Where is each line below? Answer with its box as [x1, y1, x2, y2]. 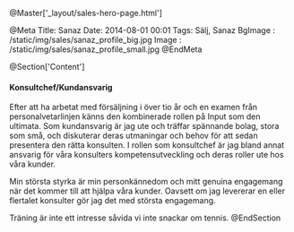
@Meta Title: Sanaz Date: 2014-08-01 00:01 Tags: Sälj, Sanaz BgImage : [9, 25, 276, 35]
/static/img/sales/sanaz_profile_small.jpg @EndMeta [9, 44, 203, 55]
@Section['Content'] [9, 62, 85, 72]
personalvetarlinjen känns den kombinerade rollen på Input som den [9, 111, 262, 122]
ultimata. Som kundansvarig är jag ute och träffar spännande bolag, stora [9, 121, 280, 132]
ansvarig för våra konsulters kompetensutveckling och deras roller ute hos [9, 150, 284, 160]
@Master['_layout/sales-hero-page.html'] [9, 8, 163, 18]
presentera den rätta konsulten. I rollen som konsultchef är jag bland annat [9, 140, 285, 150]
